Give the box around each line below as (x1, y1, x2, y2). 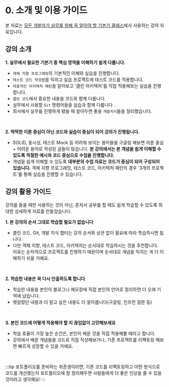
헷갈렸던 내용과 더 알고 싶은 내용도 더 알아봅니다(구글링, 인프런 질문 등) (12, 299, 152, 305)
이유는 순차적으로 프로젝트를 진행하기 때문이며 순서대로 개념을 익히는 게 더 (12, 249, 159, 255)
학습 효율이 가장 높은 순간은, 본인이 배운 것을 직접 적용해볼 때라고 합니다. (12, 330, 156, 336)
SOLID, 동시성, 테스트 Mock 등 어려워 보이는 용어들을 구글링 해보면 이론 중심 (12, 139, 164, 145)
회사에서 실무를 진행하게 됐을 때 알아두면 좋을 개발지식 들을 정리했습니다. (12, 108, 152, 114)
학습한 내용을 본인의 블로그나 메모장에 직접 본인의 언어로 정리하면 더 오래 (12, 286, 156, 292)
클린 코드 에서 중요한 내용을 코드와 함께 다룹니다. (12, 95, 106, 101)
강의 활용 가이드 (5, 187, 52, 196)
